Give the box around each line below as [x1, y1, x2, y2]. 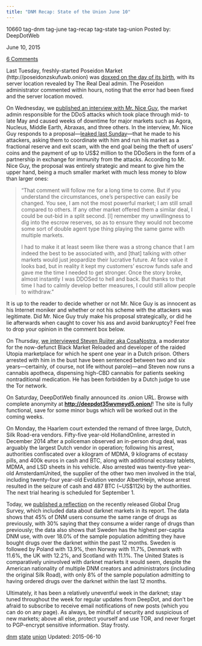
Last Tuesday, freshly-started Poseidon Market [6, 67, 123, 74]
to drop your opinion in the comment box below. [6, 325, 125, 333]
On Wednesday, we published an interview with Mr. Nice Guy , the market [6, 104, 188, 112]
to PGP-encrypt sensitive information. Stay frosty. [6, 621, 130, 628]
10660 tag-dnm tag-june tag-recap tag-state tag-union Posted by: [6, 25, 171, 33]
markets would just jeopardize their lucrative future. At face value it [21, 256, 188, 263]
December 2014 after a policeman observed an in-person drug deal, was [6, 437, 187, 444]
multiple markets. [21, 231, 65, 238]
